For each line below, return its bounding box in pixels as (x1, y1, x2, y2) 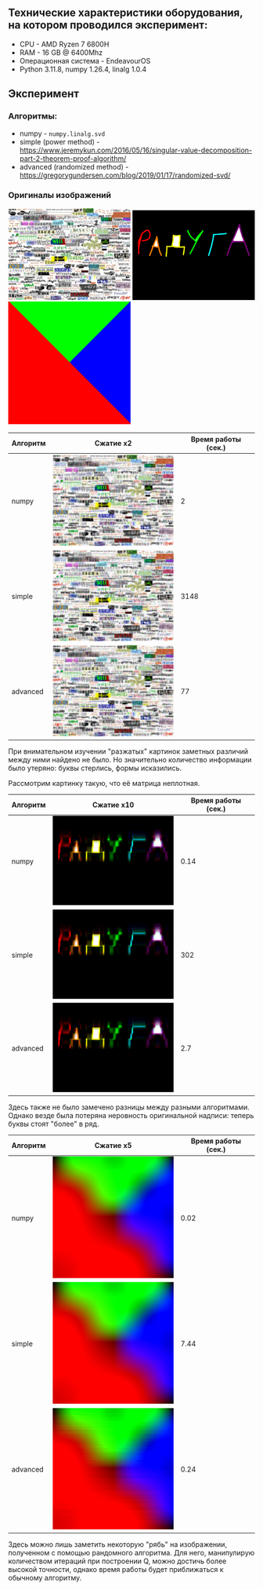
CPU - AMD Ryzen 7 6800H (19, 39, 110, 49)
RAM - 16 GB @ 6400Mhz (19, 47, 103, 57)
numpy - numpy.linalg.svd (19, 129, 106, 138)
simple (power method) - (19, 137, 100, 146)
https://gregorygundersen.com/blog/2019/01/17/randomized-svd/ (19, 170, 231, 180)
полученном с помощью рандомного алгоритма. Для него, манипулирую (8, 1548, 255, 1557)
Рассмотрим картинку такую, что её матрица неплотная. (8, 778, 200, 788)
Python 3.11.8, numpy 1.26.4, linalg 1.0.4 (19, 64, 147, 74)
